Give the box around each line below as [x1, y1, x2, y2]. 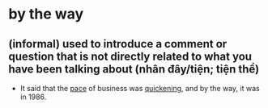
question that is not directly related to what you [8, 49, 253, 63]
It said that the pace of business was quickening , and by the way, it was [19, 84, 261, 93]
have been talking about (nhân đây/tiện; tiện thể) [8, 62, 260, 76]
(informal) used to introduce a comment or [8, 37, 228, 51]
